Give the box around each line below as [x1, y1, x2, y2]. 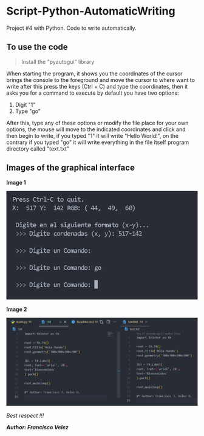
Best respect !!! [6, 412, 44, 419]
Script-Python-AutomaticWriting [6, 4, 175, 18]
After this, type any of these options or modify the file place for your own [6, 119, 189, 126]
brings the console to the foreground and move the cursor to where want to [6, 76, 195, 83]
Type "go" [15, 107, 41, 115]
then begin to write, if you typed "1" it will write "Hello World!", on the [6, 132, 179, 139]
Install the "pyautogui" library [21, 58, 95, 65]
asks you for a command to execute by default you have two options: [6, 89, 179, 97]
